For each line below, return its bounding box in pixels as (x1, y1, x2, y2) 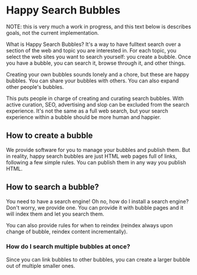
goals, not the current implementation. (6, 29, 99, 36)
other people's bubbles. (6, 83, 64, 90)
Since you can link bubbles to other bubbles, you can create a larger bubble (6, 256, 191, 263)
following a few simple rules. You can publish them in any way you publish (6, 158, 186, 165)
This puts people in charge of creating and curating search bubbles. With (6, 95, 184, 102)
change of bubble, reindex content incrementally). (6, 228, 128, 235)
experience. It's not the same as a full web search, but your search (6, 107, 168, 114)
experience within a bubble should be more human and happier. (6, 113, 161, 121)
